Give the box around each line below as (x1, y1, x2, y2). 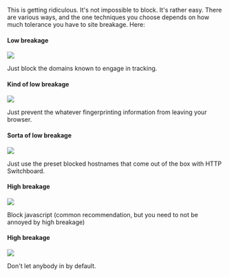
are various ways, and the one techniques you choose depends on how (7, 13, 210, 21)
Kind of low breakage (7, 80, 69, 88)
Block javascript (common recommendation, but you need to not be (7, 210, 198, 219)
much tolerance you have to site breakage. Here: (7, 21, 146, 28)
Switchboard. (7, 166, 45, 175)
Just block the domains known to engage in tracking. (7, 65, 157, 73)
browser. (7, 115, 32, 124)
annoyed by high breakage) (7, 218, 85, 226)
